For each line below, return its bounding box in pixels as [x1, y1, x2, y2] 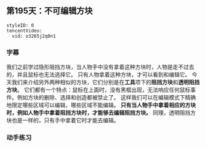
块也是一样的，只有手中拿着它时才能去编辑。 [6, 117, 120, 124]
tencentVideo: [6, 27, 43, 34]
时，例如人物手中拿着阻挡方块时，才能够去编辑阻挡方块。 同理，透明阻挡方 [6, 109, 196, 117]
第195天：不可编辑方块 [6, 5, 93, 16]
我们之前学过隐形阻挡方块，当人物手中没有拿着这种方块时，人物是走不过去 [6, 63, 194, 71]
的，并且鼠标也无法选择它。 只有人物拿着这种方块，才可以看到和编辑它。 [6, 71, 191, 78]
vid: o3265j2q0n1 [12, 33, 56, 39]
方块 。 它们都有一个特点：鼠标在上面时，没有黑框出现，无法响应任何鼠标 [6, 86, 191, 93]
